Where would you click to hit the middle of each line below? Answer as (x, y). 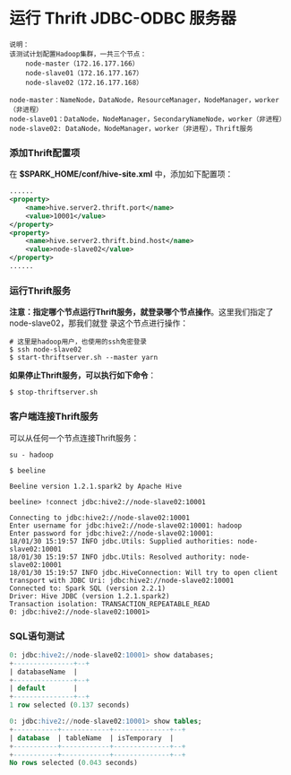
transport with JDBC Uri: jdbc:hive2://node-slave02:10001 (122, 580)
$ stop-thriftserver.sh (54, 392)
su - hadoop (31, 455)
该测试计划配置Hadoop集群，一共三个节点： (78, 54)
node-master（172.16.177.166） (82, 64)
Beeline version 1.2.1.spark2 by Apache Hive (95, 486)
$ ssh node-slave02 (46, 350)
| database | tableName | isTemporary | (92, 738)
